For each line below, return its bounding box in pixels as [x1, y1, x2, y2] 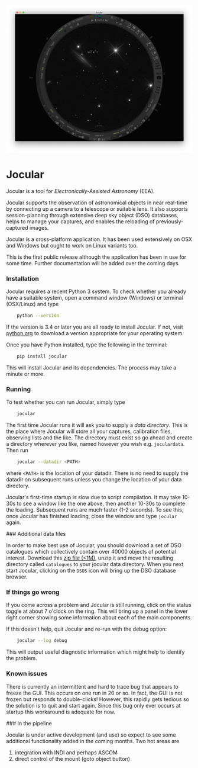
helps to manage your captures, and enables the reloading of [6, 218, 155, 225]
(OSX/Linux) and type [6, 301, 59, 308]
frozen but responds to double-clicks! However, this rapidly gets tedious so [6, 695, 189, 703]
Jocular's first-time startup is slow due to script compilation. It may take [6, 494, 181, 501]
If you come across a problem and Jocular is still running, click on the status [6, 602, 191, 609]
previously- [155, 218, 184, 225]
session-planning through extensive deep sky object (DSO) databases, [6, 211, 178, 218]
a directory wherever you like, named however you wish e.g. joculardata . [6, 441, 185, 448]
